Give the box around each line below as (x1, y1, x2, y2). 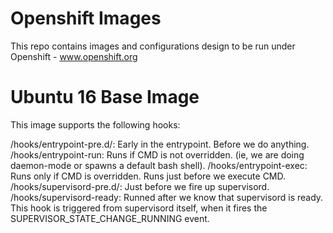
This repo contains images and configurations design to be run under (10, 40, 296, 52)
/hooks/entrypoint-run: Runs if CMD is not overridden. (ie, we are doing (10, 148, 305, 161)
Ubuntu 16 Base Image (10, 86, 200, 109)
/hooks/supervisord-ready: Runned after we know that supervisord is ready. (10, 191, 324, 203)
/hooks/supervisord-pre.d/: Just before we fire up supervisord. (10, 180, 270, 192)
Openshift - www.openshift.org (10, 50, 138, 62)
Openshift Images (10, 7, 162, 30)
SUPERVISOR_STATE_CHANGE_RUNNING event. (10, 212, 210, 224)
